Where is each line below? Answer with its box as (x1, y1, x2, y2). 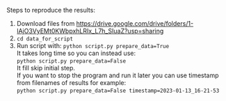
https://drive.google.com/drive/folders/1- (76, 20, 194, 27)
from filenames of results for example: (16, 79, 127, 86)
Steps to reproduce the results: (6, 6, 95, 14)
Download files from (16, 20, 75, 27)
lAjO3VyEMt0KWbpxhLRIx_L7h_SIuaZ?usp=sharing (16, 27, 164, 35)
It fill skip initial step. (16, 64, 76, 72)
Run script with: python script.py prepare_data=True (16, 42, 170, 49)
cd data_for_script (16, 36, 74, 42)
